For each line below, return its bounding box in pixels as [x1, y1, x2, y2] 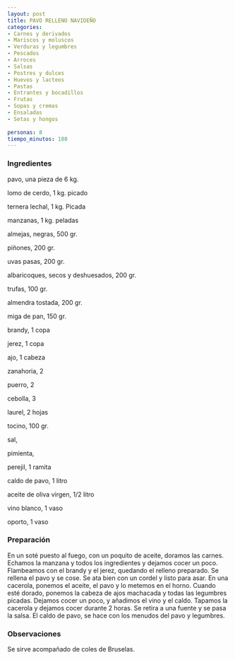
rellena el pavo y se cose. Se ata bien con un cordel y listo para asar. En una [7, 574, 229, 582]
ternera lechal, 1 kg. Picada [7, 202, 86, 211]
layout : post [7, 10, 46, 18]
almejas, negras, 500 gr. [7, 229, 78, 238]
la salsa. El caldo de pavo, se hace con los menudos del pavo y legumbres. [7, 611, 225, 620]
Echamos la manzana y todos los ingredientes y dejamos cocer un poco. [7, 558, 219, 567]
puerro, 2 [7, 380, 35, 389]
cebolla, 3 [7, 394, 37, 403]
